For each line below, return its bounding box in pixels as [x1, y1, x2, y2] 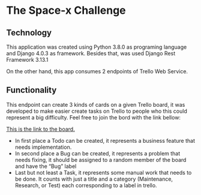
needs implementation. [14, 143, 72, 151]
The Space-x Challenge [6, 4, 126, 17]
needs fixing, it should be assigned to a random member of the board [14, 156, 187, 163]
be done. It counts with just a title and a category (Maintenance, [14, 175, 173, 182]
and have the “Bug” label [14, 163, 77, 170]
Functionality [6, 85, 57, 95]
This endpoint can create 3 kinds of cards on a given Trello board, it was [6, 101, 185, 108]
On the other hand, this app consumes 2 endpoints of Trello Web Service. [6, 68, 188, 75]
